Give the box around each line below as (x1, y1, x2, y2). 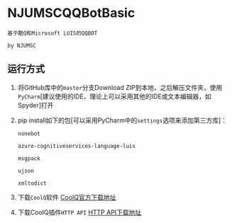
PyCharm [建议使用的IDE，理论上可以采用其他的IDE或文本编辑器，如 (17, 92, 211, 101)
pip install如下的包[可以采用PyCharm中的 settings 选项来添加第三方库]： (17, 115, 228, 125)
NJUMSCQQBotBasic (7, 5, 136, 21)
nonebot (17, 130, 40, 137)
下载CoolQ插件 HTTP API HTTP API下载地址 (17, 207, 142, 217)
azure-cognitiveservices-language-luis (17, 142, 136, 149)
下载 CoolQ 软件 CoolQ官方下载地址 (17, 193, 116, 201)
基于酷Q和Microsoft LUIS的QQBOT (7, 30, 98, 37)
